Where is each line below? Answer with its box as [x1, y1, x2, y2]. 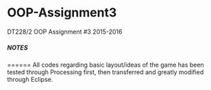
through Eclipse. [7, 75, 53, 83]
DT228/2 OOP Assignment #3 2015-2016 [7, 27, 123, 36]
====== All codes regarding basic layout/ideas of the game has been [7, 60, 204, 69]
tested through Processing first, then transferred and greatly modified [7, 67, 204, 76]
